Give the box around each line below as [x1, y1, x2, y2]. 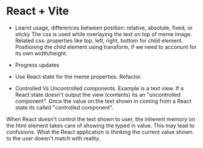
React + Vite [6, 4, 69, 18]
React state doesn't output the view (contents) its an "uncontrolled [14, 91, 181, 98]
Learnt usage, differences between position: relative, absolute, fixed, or [14, 24, 193, 31]
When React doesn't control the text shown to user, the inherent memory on [6, 116, 195, 123]
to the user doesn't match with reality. [6, 134, 101, 142]
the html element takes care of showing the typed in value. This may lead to [6, 122, 195, 129]
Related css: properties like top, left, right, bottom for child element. [14, 37, 183, 44]
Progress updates [14, 61, 59, 69]
